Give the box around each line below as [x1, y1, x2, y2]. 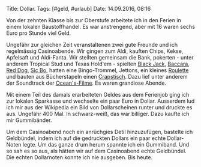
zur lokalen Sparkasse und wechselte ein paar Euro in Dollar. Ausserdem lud [6, 97, 195, 105]
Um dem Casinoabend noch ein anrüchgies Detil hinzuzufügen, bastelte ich [6, 129, 193, 135]
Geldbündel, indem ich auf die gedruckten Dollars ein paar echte [6, 135, 166, 142]
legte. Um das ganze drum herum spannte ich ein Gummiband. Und [22, 141, 190, 148]
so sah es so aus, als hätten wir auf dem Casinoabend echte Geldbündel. [6, 147, 187, 154]
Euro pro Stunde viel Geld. [6, 29, 71, 37]
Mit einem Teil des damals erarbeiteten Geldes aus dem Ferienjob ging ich [6, 91, 190, 98]
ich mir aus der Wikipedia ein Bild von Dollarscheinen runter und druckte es [6, 104, 193, 111]
